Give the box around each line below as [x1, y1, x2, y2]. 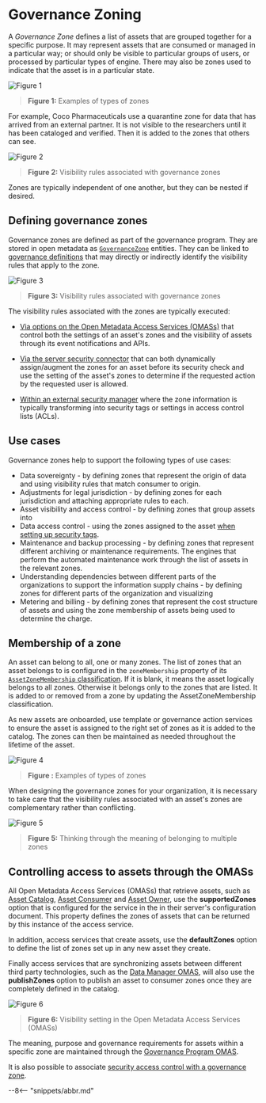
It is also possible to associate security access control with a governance [8, 1063, 247, 1072]
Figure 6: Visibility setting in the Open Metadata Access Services [27, 1015, 241, 1025]
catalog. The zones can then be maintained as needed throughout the [8, 732, 236, 741]
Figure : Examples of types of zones [27, 770, 146, 781]
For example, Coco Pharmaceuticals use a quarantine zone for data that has [8, 111, 256, 120]
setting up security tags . [19, 529, 100, 539]
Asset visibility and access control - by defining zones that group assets [19, 504, 256, 514]
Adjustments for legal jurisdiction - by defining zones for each [19, 487, 222, 496]
